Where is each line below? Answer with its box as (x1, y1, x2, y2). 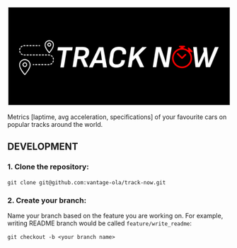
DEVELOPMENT (7, 141, 79, 153)
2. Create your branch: (7, 195, 87, 205)
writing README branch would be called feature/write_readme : (7, 219, 192, 227)
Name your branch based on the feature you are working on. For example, (7, 211, 224, 220)
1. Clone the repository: (7, 162, 90, 172)
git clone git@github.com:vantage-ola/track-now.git (7, 179, 166, 186)
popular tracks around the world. (7, 120, 103, 128)
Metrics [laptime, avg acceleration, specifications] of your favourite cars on (7, 113, 227, 121)
